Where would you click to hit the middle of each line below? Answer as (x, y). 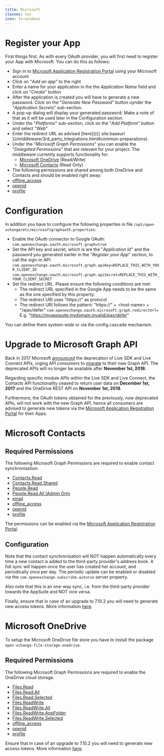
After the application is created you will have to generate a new (76, 97)
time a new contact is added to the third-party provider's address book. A (79, 561)
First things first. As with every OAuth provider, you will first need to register (82, 56)
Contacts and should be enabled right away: (57, 175)
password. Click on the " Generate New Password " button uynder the (82, 102)
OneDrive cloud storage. (30, 677)
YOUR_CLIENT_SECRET (32, 279)
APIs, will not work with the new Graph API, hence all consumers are (74, 403)
